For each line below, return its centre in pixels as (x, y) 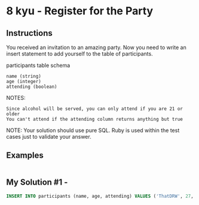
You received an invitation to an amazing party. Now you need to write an (96, 47)
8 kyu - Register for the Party (80, 11)
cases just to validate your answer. (49, 137)
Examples (25, 156)
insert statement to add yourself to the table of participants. (80, 54)
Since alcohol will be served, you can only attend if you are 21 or (95, 109)
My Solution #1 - (37, 183)
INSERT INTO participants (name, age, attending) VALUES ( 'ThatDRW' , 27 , (100, 196)
